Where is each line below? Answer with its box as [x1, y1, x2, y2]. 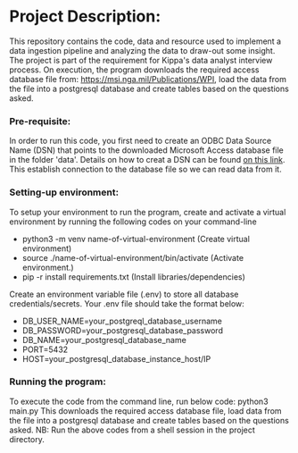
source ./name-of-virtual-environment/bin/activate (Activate [21, 252, 244, 263]
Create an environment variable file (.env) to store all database [9, 289, 239, 299]
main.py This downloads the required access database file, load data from [9, 405, 283, 416]
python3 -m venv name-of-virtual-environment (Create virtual [21, 233, 250, 244]
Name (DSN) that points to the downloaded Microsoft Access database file [9, 145, 284, 155]
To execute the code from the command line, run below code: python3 [9, 396, 269, 407]
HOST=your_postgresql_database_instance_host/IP [21, 353, 211, 364]
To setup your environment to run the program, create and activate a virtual [9, 206, 286, 217]
